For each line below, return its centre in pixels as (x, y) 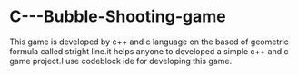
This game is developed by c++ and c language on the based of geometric (149, 42)
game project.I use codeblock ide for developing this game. (121, 61)
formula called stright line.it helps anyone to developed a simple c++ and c (149, 51)
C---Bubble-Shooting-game (118, 17)
